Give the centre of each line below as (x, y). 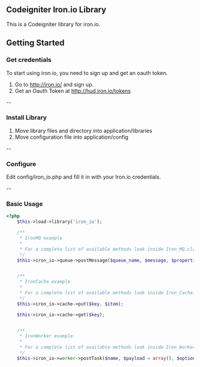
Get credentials (29, 60)
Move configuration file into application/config (71, 137)
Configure (21, 164)
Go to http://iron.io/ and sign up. (54, 84)
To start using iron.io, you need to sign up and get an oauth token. (87, 73)
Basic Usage (25, 204)
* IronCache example (45, 282)
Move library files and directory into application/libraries (84, 130)
